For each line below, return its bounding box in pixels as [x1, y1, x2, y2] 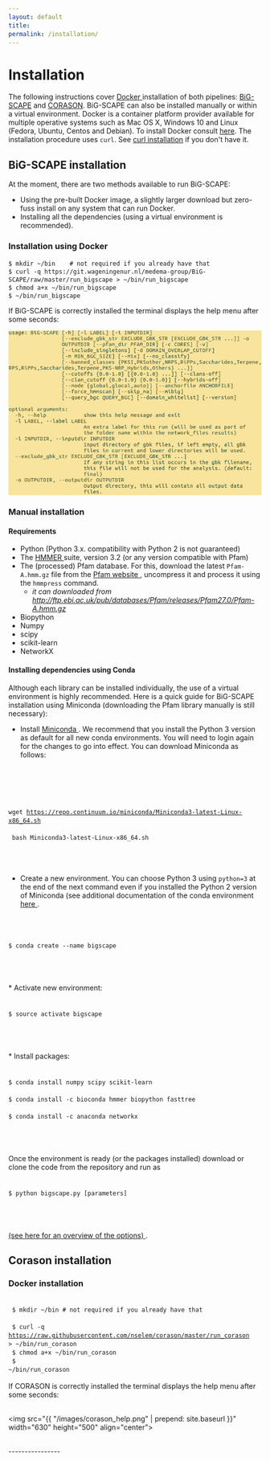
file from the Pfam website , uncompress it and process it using [51, 570, 261, 579]
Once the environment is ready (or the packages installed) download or [8, 1153, 245, 1163]
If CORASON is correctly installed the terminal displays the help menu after [8, 1381, 256, 1391]
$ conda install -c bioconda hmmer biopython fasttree [8, 1095, 196, 1103]
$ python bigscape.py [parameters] [8, 1189, 128, 1197]
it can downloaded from [31, 587, 112, 596]
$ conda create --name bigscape [8, 941, 117, 950]
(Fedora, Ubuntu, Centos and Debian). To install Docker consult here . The [8, 126, 252, 136]
